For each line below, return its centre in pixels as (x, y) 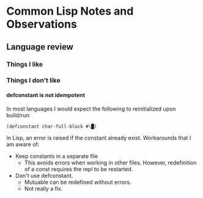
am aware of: (23, 144)
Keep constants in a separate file (57, 156)
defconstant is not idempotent (46, 95)
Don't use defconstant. (44, 175)
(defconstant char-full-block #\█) (52, 127)
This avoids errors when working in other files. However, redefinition (110, 163)
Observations (42, 24)
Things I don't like (33, 81)
